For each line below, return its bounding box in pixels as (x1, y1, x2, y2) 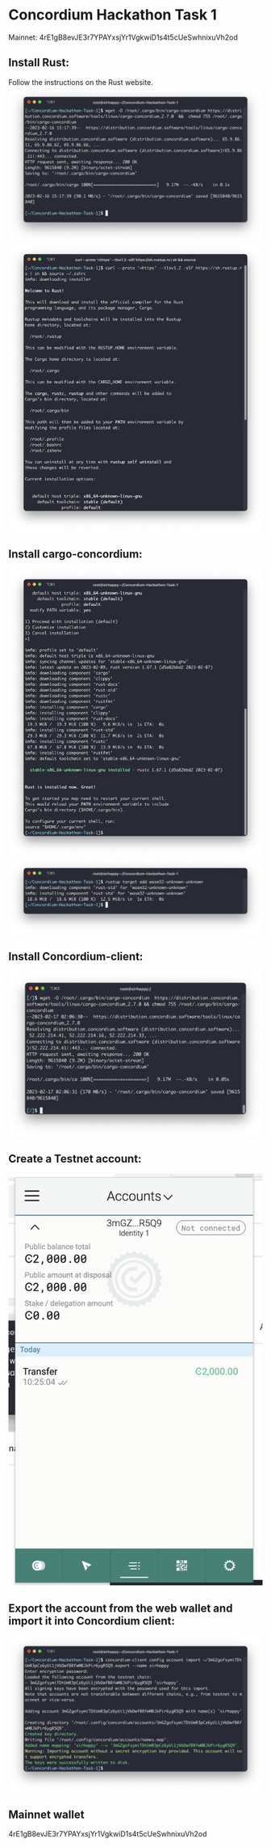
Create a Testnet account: (8, 1151, 142, 1166)
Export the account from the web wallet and (8, 1601, 233, 1615)
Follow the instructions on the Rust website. (8, 77, 153, 87)
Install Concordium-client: (8, 949, 144, 964)
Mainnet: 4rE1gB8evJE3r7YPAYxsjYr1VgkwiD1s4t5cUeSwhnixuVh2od (8, 32, 238, 42)
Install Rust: (8, 56, 70, 70)
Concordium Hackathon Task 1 (8, 6, 218, 24)
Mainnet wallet (8, 1807, 85, 1821)
